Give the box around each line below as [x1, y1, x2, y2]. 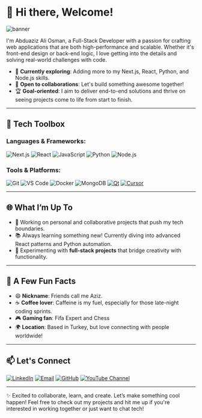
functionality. [14, 253, 47, 260]
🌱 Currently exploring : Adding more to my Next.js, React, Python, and [14, 67, 189, 75]
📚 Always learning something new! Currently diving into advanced [14, 232, 181, 239]
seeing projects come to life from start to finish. [14, 96, 133, 103]
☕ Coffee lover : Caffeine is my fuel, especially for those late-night [14, 299, 179, 306]
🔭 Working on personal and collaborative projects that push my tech [14, 218, 183, 226]
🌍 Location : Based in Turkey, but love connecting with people [14, 323, 170, 330]
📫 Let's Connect [6, 355, 71, 366]
